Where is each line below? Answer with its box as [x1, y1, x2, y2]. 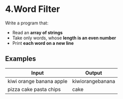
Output [85, 69, 102, 76]
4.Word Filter [5, 3, 60, 15]
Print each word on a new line [12, 40, 74, 46]
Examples [5, 55, 36, 63]
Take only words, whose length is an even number [12, 35, 116, 41]
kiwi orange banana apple [7, 78, 68, 85]
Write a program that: [5, 20, 48, 26]
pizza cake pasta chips [7, 86, 61, 93]
